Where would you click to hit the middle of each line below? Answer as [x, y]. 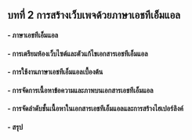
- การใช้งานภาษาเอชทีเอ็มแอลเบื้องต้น [55, 72]
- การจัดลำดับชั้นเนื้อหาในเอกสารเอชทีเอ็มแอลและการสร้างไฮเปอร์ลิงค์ [95, 109]
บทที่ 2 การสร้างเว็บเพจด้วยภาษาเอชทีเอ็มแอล [94, 15]
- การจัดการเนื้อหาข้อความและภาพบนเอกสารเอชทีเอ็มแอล [80, 90]
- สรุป [15, 127]
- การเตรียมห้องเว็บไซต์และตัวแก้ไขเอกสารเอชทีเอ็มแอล [78, 53]
